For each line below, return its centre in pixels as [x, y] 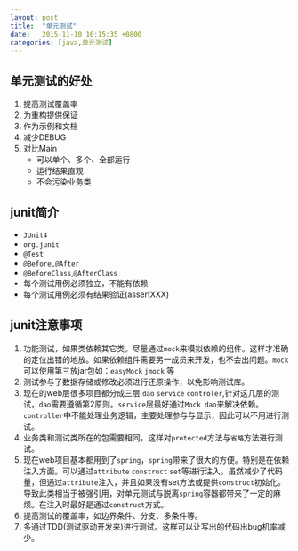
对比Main [40, 149]
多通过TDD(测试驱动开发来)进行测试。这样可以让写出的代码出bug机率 [150, 526]
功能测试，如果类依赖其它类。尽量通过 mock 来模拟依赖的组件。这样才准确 [156, 348]
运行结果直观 [60, 171]
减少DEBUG [44, 137]
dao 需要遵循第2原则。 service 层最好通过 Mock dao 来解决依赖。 [151, 404]
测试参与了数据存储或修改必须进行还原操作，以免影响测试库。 [136, 382]
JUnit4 [35, 235]
